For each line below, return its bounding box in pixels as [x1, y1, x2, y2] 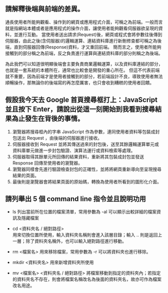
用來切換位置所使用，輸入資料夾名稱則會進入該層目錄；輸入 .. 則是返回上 [12, 232, 162, 238]
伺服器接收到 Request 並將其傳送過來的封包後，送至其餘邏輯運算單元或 [12, 141, 159, 147]
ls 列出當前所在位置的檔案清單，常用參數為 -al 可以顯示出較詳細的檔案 [12, 209, 157, 215]
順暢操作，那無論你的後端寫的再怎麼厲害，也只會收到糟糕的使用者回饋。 [5, 79, 154, 85]
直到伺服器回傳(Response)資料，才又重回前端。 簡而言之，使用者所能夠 [13, 44, 161, 50]
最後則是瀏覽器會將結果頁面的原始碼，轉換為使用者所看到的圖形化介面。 [12, 178, 161, 184]
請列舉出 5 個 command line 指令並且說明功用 [5, 194, 146, 203]
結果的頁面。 [12, 172, 39, 178]
